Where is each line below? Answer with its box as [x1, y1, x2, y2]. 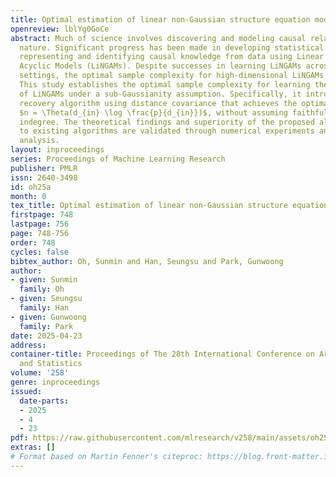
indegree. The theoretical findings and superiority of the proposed [19, 117, 315, 127]
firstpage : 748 [10, 210, 74, 220]
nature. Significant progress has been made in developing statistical [19, 42, 325, 53]
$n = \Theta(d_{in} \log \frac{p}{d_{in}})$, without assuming [19, 107, 288, 118]
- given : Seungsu [10, 294, 83, 304]
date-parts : [19, 396, 70, 406]
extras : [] [10, 442, 56, 453]
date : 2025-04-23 [10, 331, 83, 341]
